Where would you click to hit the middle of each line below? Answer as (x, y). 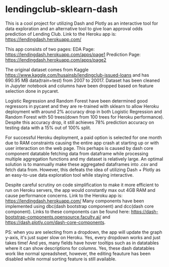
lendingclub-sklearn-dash (62, 9)
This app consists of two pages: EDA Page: (50, 49)
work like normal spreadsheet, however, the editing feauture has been (78, 253)
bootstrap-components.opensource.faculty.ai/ (53, 217)
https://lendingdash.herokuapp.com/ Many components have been (75, 201)
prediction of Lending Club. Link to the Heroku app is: (61, 34)
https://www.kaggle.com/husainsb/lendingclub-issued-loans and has (77, 75)
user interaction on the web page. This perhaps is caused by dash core (79, 148)
